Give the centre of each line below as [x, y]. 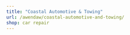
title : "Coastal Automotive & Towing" [55, 12]
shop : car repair [28, 23]
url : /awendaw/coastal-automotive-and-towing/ [65, 17]
